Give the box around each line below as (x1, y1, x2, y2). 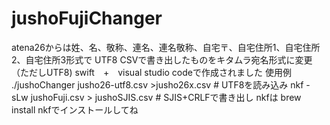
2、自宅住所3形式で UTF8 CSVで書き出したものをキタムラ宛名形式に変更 (11, 53, 313, 66)
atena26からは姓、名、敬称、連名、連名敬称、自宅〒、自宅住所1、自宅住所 (11, 41, 321, 53)
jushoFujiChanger (11, 7, 163, 30)
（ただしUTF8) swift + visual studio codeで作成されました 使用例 (11, 66, 292, 78)
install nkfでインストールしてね (11, 103, 139, 116)
